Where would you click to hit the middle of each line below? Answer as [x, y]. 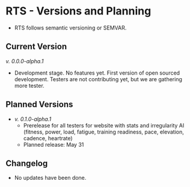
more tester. [29, 85]
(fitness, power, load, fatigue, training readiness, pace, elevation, [103, 132]
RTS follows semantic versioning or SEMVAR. [70, 28]
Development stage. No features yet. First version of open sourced [97, 73]
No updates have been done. [50, 178]
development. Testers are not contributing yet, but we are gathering [98, 79]
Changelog [27, 163]
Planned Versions [39, 104]
